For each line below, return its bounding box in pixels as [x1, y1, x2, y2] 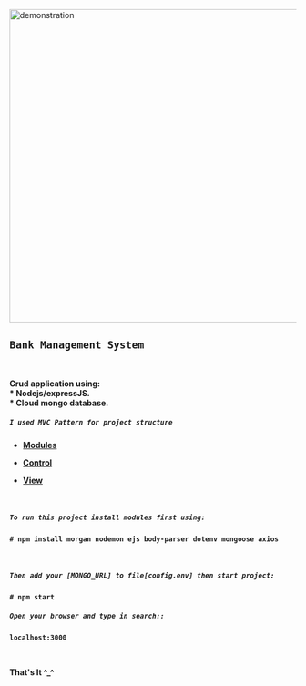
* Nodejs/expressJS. [9, 387, 91, 398]
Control [22, 456, 53, 468]
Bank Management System [9, 338, 145, 352]
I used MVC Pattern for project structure [9, 418, 173, 427]
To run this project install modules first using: [9, 513, 206, 523]
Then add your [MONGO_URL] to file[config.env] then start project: [9, 571, 275, 580]
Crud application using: [9, 378, 100, 389]
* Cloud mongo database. [9, 397, 109, 408]
